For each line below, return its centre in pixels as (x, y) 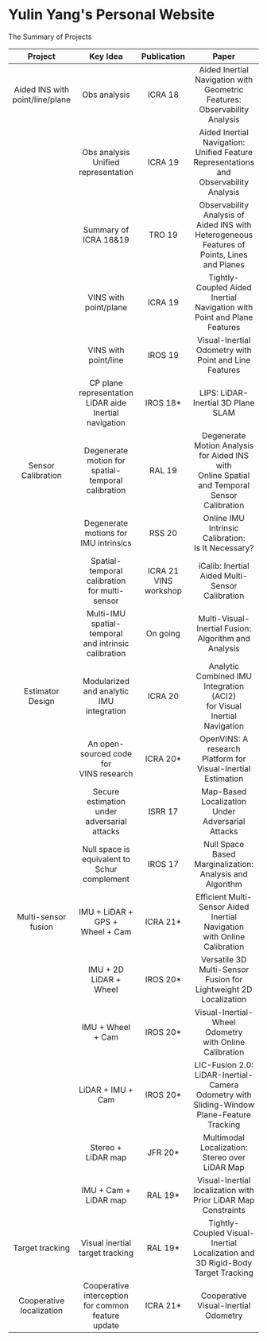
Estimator (41, 691)
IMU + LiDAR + (106, 911)
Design (42, 701)
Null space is (106, 849)
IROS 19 (163, 355)
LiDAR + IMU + (106, 1090)
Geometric (224, 89)
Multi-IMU (106, 613)
